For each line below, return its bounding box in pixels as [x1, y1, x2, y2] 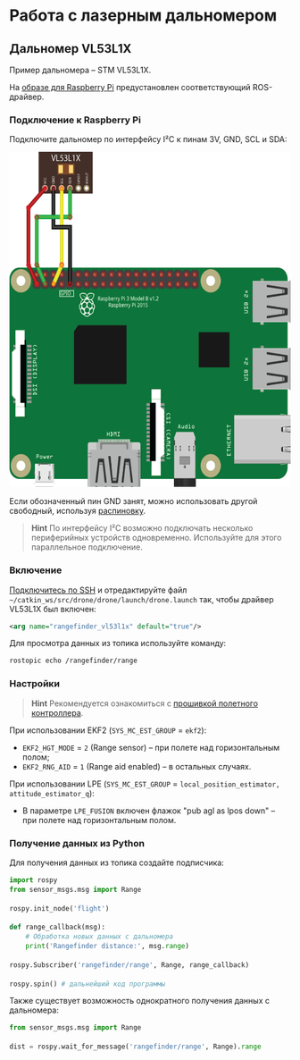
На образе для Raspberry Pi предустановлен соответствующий [9, 82, 252, 92]
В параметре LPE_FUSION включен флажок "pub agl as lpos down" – [21, 805, 275, 816]
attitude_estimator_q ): [9, 787, 96, 798]
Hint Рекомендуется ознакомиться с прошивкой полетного [30, 698, 259, 709]
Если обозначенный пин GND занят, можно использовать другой [9, 496, 258, 507]
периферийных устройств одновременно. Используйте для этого [30, 533, 282, 543]
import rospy [9, 875, 58, 885]
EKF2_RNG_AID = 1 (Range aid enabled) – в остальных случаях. [21, 761, 252, 771]
